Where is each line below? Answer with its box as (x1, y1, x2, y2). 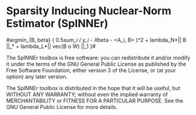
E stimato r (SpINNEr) (6, 17, 108, 30)
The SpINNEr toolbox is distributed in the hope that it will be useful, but (6, 84, 181, 91)
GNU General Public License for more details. (6, 103, 118, 110)
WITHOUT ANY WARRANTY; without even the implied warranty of (6, 91, 168, 98)
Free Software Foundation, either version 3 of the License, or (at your (6, 66, 176, 74)
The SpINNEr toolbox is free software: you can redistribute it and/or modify (6, 54, 191, 61)
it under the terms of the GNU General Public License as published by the (6, 60, 186, 68)
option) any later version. (6, 73, 67, 80)
